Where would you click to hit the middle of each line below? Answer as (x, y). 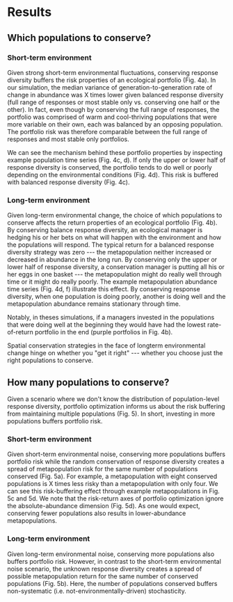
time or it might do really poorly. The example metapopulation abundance (112, 282)
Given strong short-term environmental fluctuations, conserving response (113, 72)
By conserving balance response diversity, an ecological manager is (105, 230)
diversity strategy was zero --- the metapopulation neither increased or (110, 252)
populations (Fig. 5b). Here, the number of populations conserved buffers (112, 583)
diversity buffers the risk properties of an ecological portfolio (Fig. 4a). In (112, 80)
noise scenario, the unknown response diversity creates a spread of (105, 569)
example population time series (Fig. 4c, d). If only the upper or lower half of (116, 160)
